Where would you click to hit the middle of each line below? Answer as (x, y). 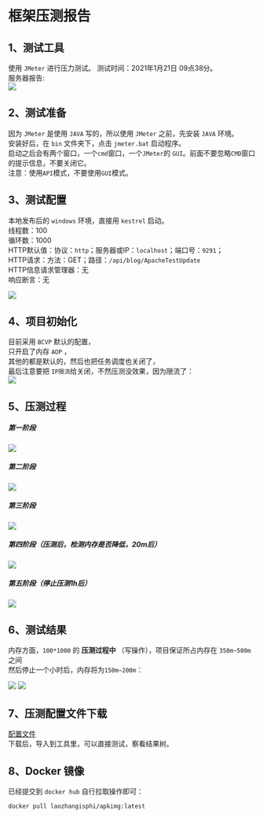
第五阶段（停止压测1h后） (50, 583)
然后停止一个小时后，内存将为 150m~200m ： (76, 670)
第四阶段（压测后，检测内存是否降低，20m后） (85, 545)
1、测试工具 (37, 48)
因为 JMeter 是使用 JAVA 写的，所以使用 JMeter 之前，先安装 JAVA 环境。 (123, 133)
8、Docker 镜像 (46, 771)
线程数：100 (28, 230)
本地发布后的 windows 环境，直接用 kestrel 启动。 (88, 220)
